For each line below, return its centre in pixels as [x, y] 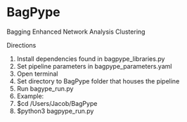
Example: [30, 96]
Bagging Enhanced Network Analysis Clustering [76, 32]
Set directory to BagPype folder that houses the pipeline [98, 81]
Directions [21, 45]
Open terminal [37, 74]
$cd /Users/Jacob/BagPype [57, 103]
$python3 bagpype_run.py [55, 111]
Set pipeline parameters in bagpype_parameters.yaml [94, 66]
